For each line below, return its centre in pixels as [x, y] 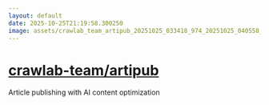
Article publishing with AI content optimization [84, 92]
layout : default [35, 16]
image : [19, 30]
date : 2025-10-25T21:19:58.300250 [66, 23]
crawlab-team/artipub [84, 70]
